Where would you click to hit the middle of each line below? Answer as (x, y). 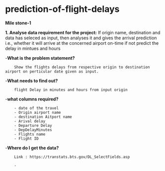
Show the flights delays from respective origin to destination (82, 67)
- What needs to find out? (32, 81)
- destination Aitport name (43, 117)
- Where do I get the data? (32, 148)
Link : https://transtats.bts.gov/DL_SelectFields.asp (72, 157)
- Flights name (30, 134)
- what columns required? (32, 99)
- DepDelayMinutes (33, 130)
